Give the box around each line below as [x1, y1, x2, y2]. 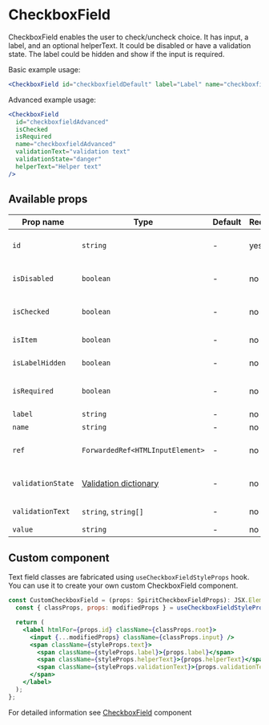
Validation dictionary [81, 478, 159, 489]
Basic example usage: [8, 64, 81, 74]
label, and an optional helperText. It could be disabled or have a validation [8, 40, 251, 50]
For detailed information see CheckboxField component [8, 707, 192, 717]
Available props [8, 193, 88, 206]
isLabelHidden [12, 358, 66, 367]
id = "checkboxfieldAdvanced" [15, 118, 110, 126]
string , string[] [81, 506, 144, 517]
